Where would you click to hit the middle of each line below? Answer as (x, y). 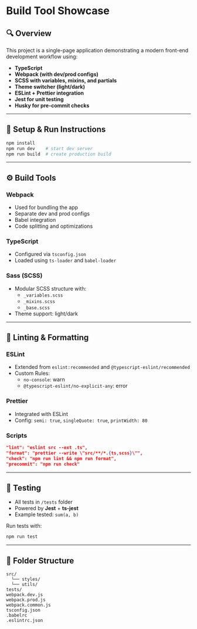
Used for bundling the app (46, 208)
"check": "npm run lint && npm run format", (61, 458)
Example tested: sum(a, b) (47, 515)
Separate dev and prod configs (52, 214)
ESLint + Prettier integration (49, 93)
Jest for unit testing (39, 99)
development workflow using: (42, 56)
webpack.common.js (28, 605)
